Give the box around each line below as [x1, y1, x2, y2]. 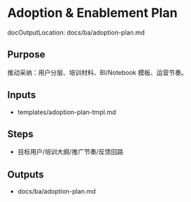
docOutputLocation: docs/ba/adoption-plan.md [7, 28, 145, 37]
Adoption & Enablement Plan [7, 5, 178, 21]
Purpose [7, 49, 46, 61]
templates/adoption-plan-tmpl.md [17, 108, 116, 116]
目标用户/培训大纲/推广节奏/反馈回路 [17, 148, 123, 156]
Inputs [7, 89, 37, 101]
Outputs [7, 168, 44, 180]
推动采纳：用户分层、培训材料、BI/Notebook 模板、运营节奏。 [7, 68, 188, 77]
